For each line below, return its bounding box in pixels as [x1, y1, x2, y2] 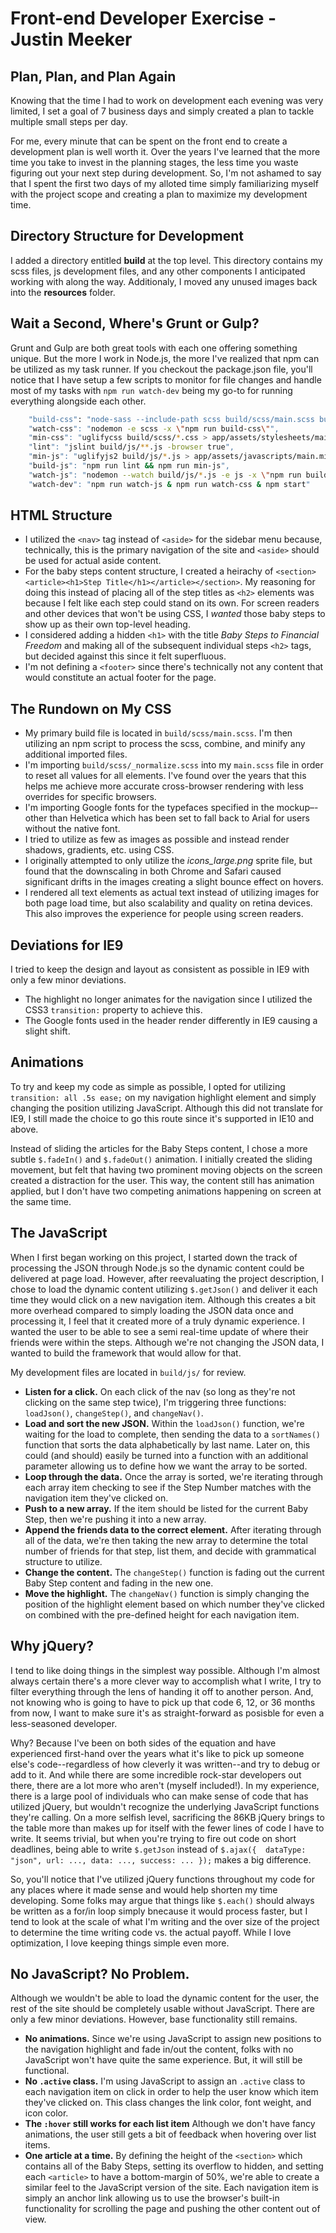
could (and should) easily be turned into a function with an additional [24, 1449, 309, 1461]
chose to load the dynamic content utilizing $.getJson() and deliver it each [10, 1283, 318, 1295]
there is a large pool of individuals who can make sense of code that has [10, 1790, 309, 1802]
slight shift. [24, 1025, 71, 1037]
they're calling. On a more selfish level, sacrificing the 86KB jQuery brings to [10, 1811, 325, 1823]
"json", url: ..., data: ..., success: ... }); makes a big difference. [10, 1853, 312, 1866]
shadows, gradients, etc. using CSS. [24, 844, 175, 856]
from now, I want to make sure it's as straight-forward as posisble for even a [10, 1707, 325, 1719]
